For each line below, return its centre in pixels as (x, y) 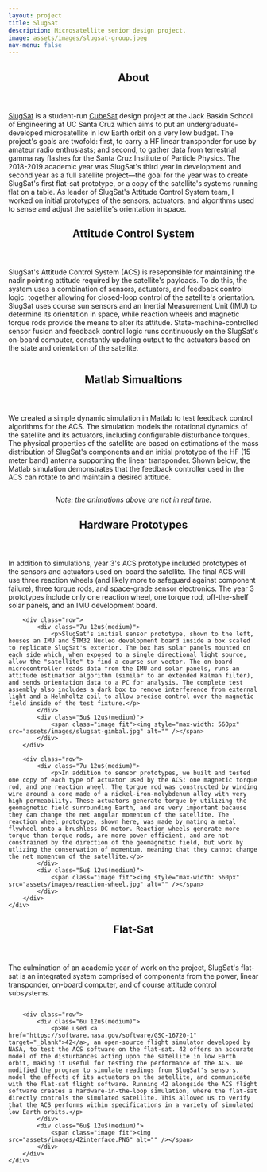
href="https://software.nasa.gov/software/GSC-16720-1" (103, 1036)
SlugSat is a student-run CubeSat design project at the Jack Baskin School (130, 115)
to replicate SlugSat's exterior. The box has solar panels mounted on (129, 648)
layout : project (35, 16)
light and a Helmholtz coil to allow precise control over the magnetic (131, 697)
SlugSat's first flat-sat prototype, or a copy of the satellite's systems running (133, 183)
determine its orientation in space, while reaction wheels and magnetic (124, 314)
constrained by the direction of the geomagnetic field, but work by (126, 842)
